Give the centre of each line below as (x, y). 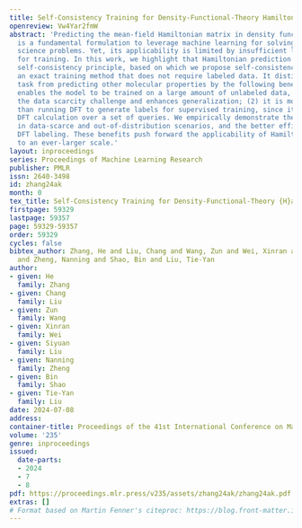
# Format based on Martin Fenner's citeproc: (96, 510)
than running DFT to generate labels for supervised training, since (150, 110)
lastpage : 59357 (40, 218)
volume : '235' (36, 435)
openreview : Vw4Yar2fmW (54, 26)
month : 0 (26, 193)
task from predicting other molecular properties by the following (147, 84)
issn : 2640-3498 (40, 176)
